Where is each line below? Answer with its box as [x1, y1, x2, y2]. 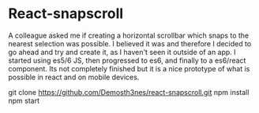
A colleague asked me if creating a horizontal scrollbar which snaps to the [8, 31, 250, 40]
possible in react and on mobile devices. [8, 72, 140, 82]
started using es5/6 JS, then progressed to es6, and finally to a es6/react [8, 56, 246, 65]
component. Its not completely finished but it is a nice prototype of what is [8, 64, 250, 73]
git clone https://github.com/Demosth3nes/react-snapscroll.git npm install [8, 87, 250, 97]
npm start [8, 96, 40, 105]
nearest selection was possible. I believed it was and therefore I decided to [8, 38, 252, 48]
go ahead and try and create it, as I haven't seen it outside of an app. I [8, 47, 236, 56]
